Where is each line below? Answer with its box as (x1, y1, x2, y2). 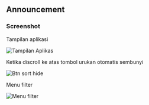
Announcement (6, 5, 65, 15)
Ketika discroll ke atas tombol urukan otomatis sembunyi (6, 58, 144, 65)
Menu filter (6, 81, 33, 88)
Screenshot (6, 22, 40, 31)
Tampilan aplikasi (6, 35, 48, 43)
